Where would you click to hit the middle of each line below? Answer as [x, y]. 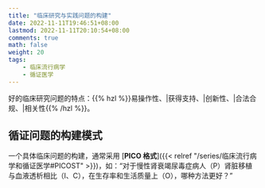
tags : [17, 60]
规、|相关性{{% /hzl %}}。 [51, 108]
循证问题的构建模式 [55, 136]
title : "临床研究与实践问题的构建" [60, 15]
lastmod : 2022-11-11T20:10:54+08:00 [69, 30]
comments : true [33, 38]
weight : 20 [26, 52]
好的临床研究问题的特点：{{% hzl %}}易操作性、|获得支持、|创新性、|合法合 [132, 98]
